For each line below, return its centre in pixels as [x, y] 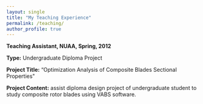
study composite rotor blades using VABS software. [71, 94]
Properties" [21, 76]
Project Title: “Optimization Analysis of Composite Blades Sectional [92, 70]
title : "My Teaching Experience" [49, 18]
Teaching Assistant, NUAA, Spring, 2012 [59, 46]
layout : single [26, 12]
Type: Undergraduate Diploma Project [54, 58]
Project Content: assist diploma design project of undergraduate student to [102, 88]
